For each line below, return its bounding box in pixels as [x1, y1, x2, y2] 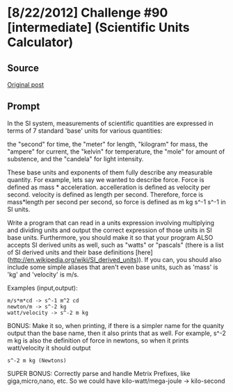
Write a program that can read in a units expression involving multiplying [7, 218, 214, 227]
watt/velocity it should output [7, 343, 91, 352]
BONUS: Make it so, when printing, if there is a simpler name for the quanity [7, 321, 225, 329]
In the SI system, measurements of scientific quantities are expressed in [7, 119, 214, 127]
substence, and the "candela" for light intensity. [7, 154, 144, 163]
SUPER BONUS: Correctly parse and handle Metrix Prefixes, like [7, 369, 191, 377]
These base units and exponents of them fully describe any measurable [7, 168, 213, 177]
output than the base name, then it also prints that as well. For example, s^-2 [7, 329, 226, 337]
